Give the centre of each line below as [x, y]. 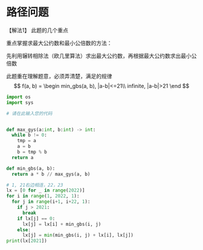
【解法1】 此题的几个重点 [37, 30]
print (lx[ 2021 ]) [27, 241]
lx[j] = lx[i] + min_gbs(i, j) [62, 224]
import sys [20, 102]
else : [24, 230]
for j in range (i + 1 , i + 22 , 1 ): [51, 202]
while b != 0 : [29, 135]
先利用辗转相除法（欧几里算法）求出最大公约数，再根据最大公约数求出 [94, 55]
